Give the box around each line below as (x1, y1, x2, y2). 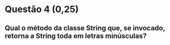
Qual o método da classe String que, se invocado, (5, 24, 165, 32)
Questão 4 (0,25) (5, 4, 79, 15)
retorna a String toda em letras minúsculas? (5, 31, 147, 40)
